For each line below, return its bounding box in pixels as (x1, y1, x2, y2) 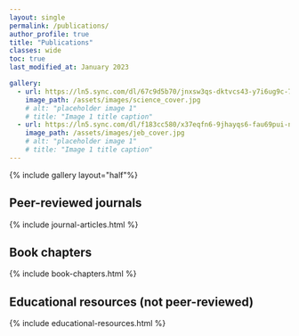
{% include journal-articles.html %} (9, 219, 139, 230)
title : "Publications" (9, 37, 93, 47)
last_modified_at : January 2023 (9, 63, 129, 72)
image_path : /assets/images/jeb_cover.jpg (25, 128, 185, 138)
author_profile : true (9, 29, 90, 38)
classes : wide (9, 46, 62, 55)
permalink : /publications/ (9, 21, 109, 30)
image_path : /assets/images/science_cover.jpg (25, 95, 201, 104)
